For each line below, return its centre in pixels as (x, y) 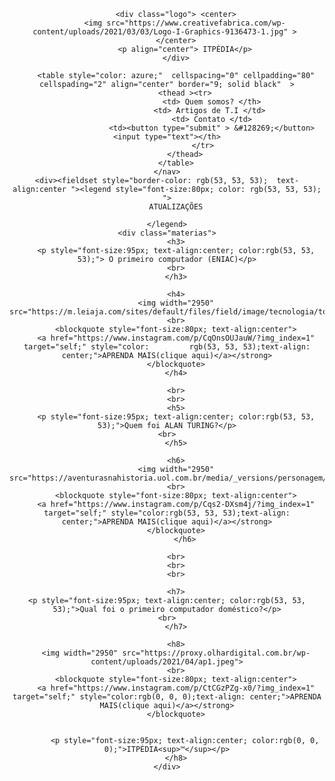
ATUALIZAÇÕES (176, 207)
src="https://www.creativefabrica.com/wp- (196, 23)
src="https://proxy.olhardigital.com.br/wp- (216, 653)
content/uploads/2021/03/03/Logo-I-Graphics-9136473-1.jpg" (160, 32)
